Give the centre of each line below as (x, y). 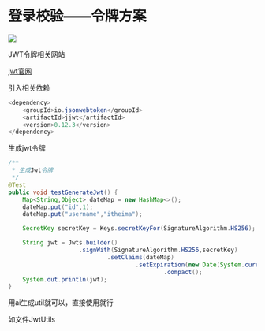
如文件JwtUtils (32, 319)
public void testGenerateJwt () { (63, 192)
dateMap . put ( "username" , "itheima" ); (83, 214)
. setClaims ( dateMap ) (141, 257)
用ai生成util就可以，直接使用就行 (61, 303)
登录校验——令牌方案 (78, 16)
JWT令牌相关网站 (37, 54)
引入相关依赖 (29, 87)
